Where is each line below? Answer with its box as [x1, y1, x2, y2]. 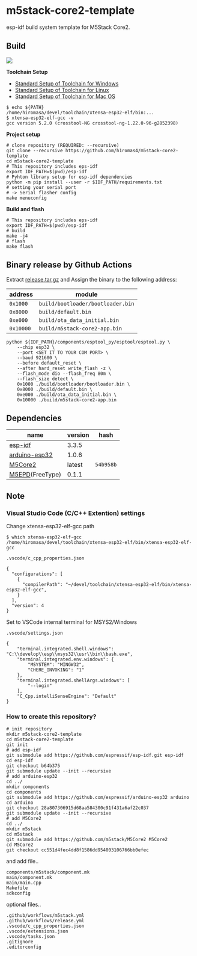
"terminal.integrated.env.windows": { [17, 656, 114, 662]
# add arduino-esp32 [6, 774, 58, 780]
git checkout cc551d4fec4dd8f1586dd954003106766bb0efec [6, 847, 149, 853]
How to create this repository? [6, 712, 97, 721]
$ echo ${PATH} [6, 104, 44, 110]
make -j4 [6, 233, 28, 239]
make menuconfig [6, 195, 47, 201]
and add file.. [6, 858, 39, 865]
